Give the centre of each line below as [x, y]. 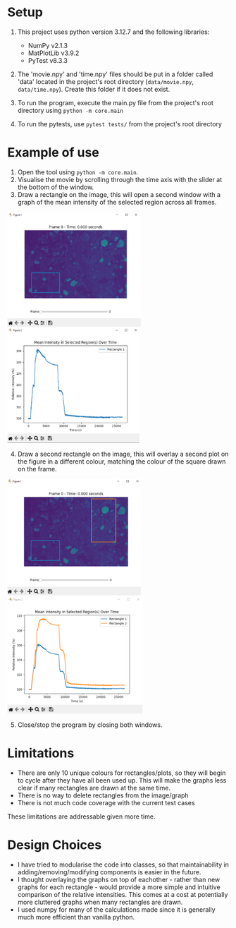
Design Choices [55, 845]
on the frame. [37, 469]
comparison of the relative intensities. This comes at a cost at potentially [123, 894]
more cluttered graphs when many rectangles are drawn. [100, 902]
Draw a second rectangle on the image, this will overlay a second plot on [123, 454]
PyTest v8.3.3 [48, 60]
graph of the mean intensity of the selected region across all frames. [117, 202]
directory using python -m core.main [70, 110]
